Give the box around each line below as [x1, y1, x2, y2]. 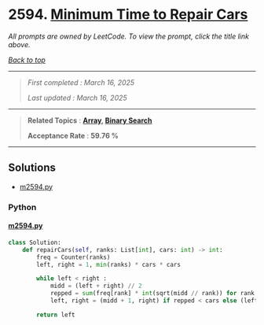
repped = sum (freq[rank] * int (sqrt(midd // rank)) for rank [49, 290, 255, 297]
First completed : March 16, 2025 [27, 77, 135, 87]
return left [36, 311, 76, 319]
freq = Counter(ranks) [36, 253, 111, 261]
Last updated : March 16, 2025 [27, 93, 127, 102]
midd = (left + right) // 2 [49, 282, 143, 290]
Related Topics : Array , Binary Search [27, 116, 152, 125]
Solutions [8, 161, 57, 175]
